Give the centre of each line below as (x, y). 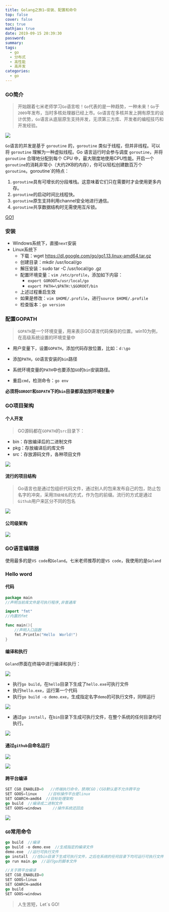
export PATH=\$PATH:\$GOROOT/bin (63, 287)
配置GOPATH (21, 319)
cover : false (19, 19)
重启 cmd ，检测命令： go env (41, 380)
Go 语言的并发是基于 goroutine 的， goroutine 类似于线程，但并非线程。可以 (83, 146)
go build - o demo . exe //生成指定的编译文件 (49, 847)
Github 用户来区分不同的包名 (46, 501)
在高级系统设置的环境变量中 (46, 337)
